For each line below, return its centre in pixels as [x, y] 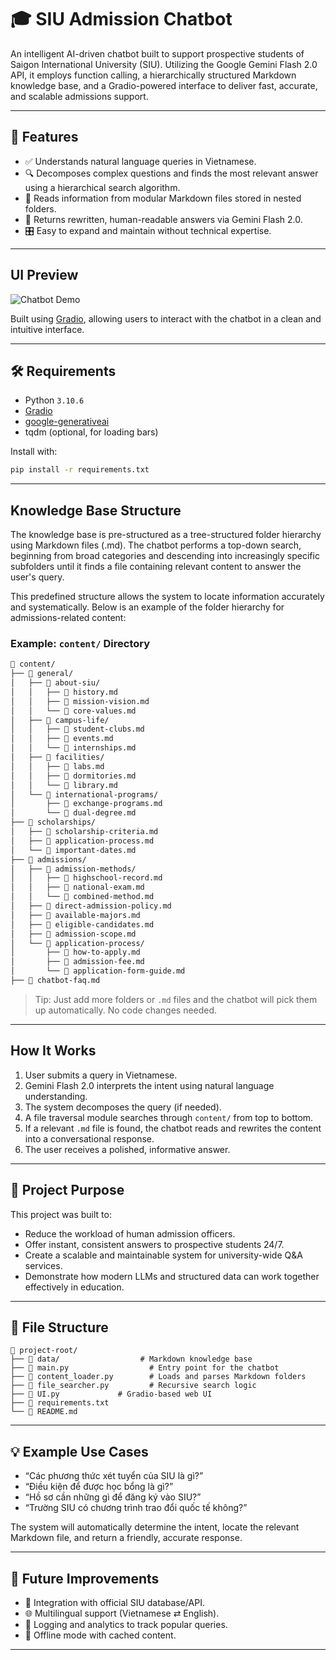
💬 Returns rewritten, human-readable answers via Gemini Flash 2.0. [163, 219]
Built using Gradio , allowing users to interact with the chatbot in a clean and [166, 318]
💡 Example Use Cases [79, 1451]
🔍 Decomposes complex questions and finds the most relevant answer [171, 173]
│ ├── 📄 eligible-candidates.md [82, 924]
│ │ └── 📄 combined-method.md [82, 897]
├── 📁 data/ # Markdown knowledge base [131, 1359]
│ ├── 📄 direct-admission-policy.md [91, 906]
